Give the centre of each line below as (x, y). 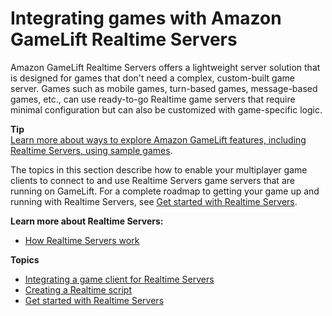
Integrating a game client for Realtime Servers (119, 279)
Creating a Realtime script (78, 289)
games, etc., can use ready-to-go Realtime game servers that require (153, 99)
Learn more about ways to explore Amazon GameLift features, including (158, 139)
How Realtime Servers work (82, 240)
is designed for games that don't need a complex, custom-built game (152, 78)
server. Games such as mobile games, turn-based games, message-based (164, 88)
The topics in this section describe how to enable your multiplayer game (159, 169)
